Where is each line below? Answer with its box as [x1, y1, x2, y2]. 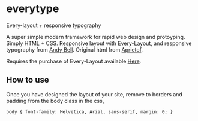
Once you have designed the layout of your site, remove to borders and [6, 90, 183, 98]
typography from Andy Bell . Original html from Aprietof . [6, 46, 143, 53]
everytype [6, 2, 59, 16]
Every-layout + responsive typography [6, 22, 101, 29]
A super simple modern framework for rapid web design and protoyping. [6, 33, 185, 40]
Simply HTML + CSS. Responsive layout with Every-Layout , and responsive [6, 40, 192, 47]
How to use [6, 75, 49, 85]
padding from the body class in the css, [6, 97, 104, 104]
